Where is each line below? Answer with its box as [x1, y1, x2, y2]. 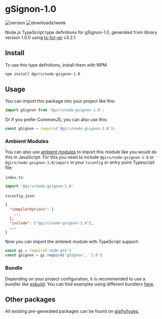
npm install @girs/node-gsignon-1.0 [5, 71, 80, 76]
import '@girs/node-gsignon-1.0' [5, 184, 74, 189]
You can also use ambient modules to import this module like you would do [5, 149, 157, 155]
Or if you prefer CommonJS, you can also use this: [5, 117, 108, 123]
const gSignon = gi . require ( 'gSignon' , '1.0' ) [5, 253, 102, 258]
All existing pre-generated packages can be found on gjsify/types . [5, 308, 139, 314]
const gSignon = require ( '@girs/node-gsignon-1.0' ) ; [5, 126, 116, 131]
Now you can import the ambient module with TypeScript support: [5, 239, 139, 245]
